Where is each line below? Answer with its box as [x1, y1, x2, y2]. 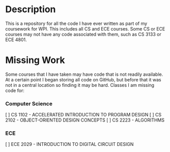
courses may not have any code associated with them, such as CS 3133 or [5, 31, 161, 37]
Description [5, 4, 56, 15]
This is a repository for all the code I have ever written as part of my [5, 20, 148, 26]
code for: [5, 87, 24, 94]
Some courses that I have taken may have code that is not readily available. [5, 71, 163, 77]
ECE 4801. [5, 37, 27, 43]
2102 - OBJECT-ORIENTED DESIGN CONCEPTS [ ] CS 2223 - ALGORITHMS [5, 117, 164, 123]
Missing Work [5, 54, 65, 66]
